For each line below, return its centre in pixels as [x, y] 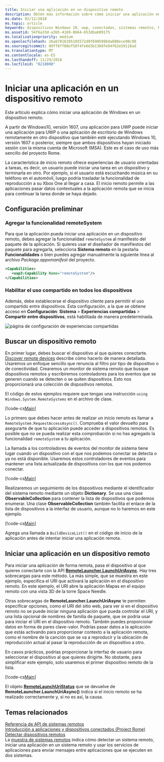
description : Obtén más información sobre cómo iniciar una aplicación [79, 14]
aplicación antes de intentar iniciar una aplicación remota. [63, 538]
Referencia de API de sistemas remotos [45, 724]
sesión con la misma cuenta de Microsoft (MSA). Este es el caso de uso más [82, 148]
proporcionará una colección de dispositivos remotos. [59, 384]
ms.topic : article [24, 23]
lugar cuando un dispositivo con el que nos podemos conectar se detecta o [81, 454]
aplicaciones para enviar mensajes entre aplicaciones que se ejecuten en [79, 750]
